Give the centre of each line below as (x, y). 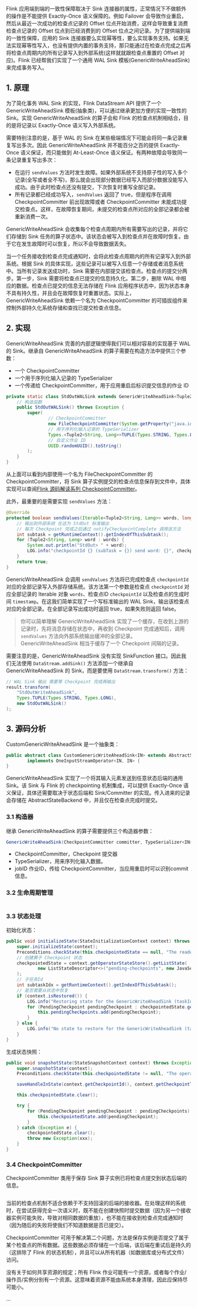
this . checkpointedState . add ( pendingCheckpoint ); (98, 1117)
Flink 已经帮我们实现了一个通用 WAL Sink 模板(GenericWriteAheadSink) (104, 60)
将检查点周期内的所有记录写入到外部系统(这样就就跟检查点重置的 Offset (92, 53)
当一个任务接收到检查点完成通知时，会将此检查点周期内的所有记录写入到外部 (98, 256)
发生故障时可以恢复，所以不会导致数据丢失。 (75, 244)
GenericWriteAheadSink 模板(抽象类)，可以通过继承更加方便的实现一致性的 (96, 110)
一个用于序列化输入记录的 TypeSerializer (64, 378)
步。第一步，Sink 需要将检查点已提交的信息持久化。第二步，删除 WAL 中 (94, 278)
